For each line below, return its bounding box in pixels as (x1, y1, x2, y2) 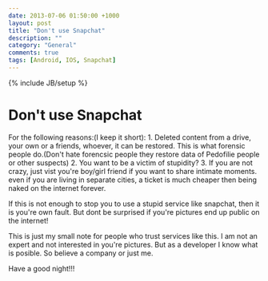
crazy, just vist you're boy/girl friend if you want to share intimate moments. (8, 166, 258, 176)
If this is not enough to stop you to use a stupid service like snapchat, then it (8, 199, 260, 208)
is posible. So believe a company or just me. (8, 248, 154, 258)
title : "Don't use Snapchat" (8, 26, 106, 34)
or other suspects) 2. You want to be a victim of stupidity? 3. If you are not (8, 157, 254, 168)
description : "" (8, 34, 62, 42)
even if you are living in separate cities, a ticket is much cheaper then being (8, 175, 258, 184)
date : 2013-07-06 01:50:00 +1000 (8, 11, 120, 20)
